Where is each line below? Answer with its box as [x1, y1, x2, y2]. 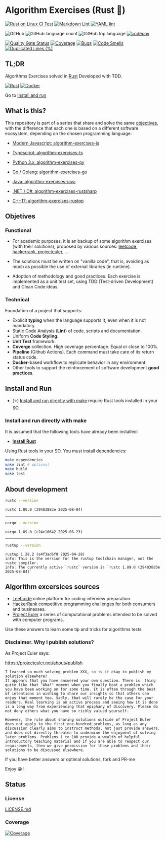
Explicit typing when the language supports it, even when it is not [12, 317, 146, 323]
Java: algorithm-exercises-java [12, 178, 76, 184]
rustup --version [5, 543, 41, 548]
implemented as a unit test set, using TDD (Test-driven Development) [12, 279, 154, 284]
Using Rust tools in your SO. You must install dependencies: [5, 448, 127, 454]
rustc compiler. [5, 561, 39, 565]
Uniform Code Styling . [12, 333, 59, 339]
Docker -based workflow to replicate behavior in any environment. [12, 359, 147, 365]
